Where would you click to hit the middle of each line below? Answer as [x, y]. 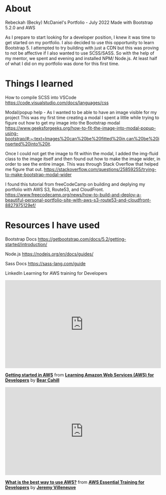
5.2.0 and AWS [20, 27]
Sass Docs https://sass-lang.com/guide [45, 263]
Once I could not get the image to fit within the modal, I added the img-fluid [82, 153]
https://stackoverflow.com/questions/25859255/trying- [100, 169]
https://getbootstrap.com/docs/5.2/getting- [82, 239]
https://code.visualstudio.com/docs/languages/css [57, 103]
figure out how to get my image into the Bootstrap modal [62, 123]
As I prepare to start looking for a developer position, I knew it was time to [80, 37]
